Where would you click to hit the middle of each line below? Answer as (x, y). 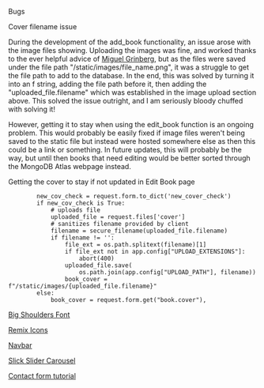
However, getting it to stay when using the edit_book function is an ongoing (131, 124)
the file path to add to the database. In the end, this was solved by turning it (131, 75)
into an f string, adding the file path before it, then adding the (107, 84)
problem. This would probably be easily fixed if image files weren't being (126, 133)
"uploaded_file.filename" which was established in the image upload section (132, 92)
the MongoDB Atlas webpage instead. (70, 166)
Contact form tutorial (42, 376)
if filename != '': (82, 238)
